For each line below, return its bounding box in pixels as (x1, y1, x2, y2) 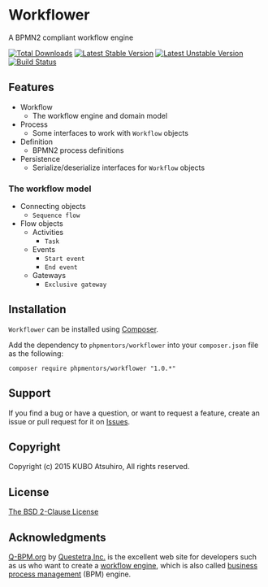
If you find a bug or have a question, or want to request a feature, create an (8, 408, 260, 418)
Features (8, 80, 54, 94)
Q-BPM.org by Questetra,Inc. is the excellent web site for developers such (8, 552, 257, 562)
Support (8, 386, 51, 400)
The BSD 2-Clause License (8, 507, 99, 517)
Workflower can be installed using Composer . (8, 324, 159, 334)
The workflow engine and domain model (32, 111, 168, 120)
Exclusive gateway (44, 280, 107, 289)
